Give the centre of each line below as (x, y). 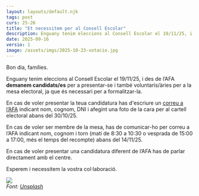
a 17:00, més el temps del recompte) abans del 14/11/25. (75, 140)
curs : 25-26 (21, 23)
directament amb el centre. (39, 157)
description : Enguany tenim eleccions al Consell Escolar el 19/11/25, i (99, 34)
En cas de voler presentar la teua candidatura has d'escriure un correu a (95, 103)
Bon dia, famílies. (27, 67)
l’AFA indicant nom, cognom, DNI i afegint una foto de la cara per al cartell (97, 109)
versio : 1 (18, 45)
